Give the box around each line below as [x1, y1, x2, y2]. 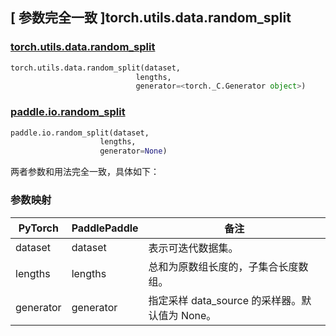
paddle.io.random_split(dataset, [10, 128, 150, 138]
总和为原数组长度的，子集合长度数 [148, 259, 309, 273]
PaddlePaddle [71, 221, 139, 235]
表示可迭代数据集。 [148, 241, 239, 255]
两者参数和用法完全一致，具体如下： [10, 166, 160, 178]
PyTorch [18, 221, 59, 235]
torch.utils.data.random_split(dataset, [10, 63, 182, 73]
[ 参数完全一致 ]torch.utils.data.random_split [10, 9, 292, 27]
